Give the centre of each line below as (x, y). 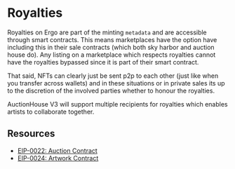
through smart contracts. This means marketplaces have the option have (112, 39)
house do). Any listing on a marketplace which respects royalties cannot (112, 55)
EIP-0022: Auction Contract (58, 150)
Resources (31, 134)
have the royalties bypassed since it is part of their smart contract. (103, 62)
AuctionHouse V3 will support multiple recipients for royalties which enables (117, 104)
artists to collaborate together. (51, 111)
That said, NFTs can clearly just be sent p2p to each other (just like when (113, 76)
